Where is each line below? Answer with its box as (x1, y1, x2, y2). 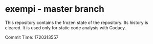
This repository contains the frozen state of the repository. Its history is (5, 20, 148, 25)
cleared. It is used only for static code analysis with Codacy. (5, 24, 126, 30)
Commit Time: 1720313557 (5, 34, 59, 40)
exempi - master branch (5, 3, 105, 15)
